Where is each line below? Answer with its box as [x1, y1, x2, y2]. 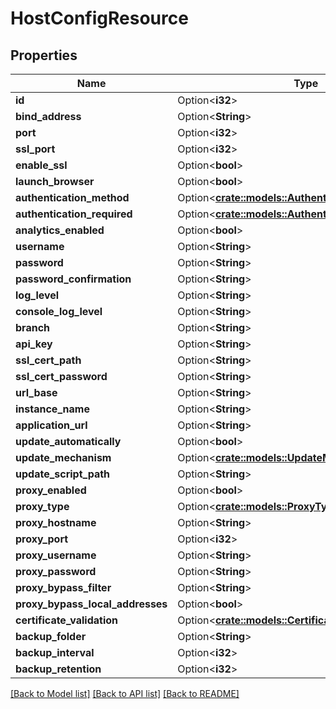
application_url [15, 418, 88, 432]
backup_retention [15, 662, 102, 676]
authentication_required [15, 207, 133, 221]
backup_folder [15, 630, 87, 643]
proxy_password [15, 565, 97, 578]
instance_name [15, 402, 90, 416]
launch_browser [15, 175, 95, 188]
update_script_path [15, 467, 111, 481]
